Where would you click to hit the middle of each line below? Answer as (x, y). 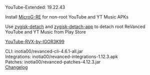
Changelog (16, 67)
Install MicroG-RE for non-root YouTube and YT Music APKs (67, 17)
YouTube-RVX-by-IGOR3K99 (35, 41)
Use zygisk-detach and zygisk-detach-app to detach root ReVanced (75, 26)
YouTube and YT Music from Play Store (46, 32)
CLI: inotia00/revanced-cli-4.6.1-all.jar (44, 51)
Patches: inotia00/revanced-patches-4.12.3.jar (53, 62)
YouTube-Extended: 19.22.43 (35, 7)
